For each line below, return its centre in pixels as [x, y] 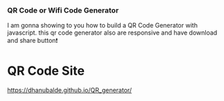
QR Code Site [46, 71]
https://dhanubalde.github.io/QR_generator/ [70, 90]
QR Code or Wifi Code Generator [63, 10]
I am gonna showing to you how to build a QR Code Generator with [102, 26]
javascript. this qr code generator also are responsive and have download [112, 33]
